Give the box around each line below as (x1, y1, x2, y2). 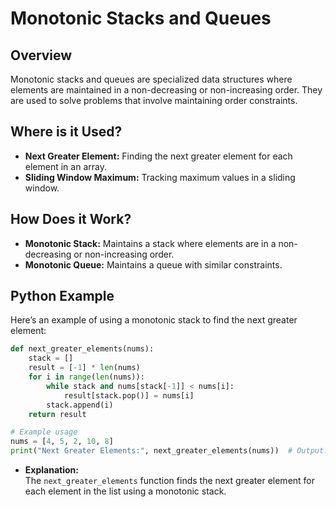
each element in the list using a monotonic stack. (24, 485, 227, 497)
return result (28, 409, 87, 419)
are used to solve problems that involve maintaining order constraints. (10, 95, 298, 106)
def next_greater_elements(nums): (10, 344, 155, 354)
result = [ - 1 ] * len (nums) (28, 363, 141, 373)
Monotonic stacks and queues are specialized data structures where (10, 73, 293, 85)
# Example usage (10, 427, 78, 437)
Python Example (10, 288, 115, 305)
